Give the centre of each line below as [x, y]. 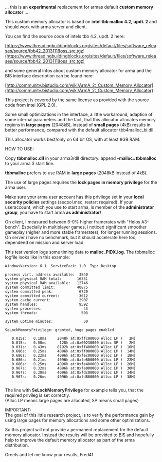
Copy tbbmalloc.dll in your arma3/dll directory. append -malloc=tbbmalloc [81, 158]
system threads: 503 [47, 313]
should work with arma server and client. [46, 27]
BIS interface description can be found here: [49, 76]
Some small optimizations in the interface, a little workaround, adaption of [79, 114]
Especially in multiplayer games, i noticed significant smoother [84, 227]
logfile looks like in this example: [37, 257]
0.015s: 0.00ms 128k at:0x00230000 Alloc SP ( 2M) [74, 343]
